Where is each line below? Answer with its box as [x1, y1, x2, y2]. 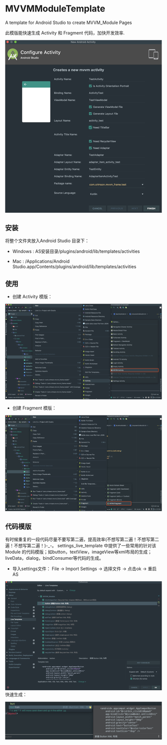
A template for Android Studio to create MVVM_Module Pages [5, 19, 132, 25]
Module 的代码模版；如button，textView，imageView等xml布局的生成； [5, 549, 153, 555]
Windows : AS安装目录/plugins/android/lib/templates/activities [12, 248, 140, 255]
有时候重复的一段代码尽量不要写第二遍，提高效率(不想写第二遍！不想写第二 [5, 536, 160, 542]
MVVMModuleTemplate [5, 3, 105, 14]
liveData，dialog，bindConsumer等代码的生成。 [5, 555, 104, 561]
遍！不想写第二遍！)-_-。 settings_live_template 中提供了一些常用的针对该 [5, 543, 157, 548]
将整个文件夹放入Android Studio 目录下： [5, 238, 89, 244]
